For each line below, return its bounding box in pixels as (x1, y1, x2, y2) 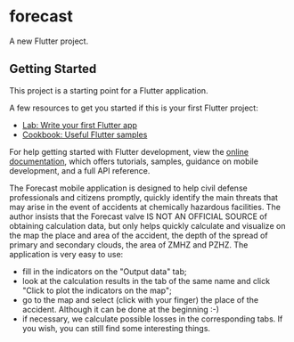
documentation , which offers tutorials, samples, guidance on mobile (9, 156, 258, 167)
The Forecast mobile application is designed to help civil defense (9, 183, 248, 193)
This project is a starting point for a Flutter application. (9, 85, 208, 95)
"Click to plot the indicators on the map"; (21, 285, 172, 296)
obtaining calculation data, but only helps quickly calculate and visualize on (9, 220, 286, 231)
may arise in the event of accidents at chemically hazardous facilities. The (9, 201, 281, 212)
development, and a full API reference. (9, 165, 151, 175)
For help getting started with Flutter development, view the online (9, 146, 249, 157)
